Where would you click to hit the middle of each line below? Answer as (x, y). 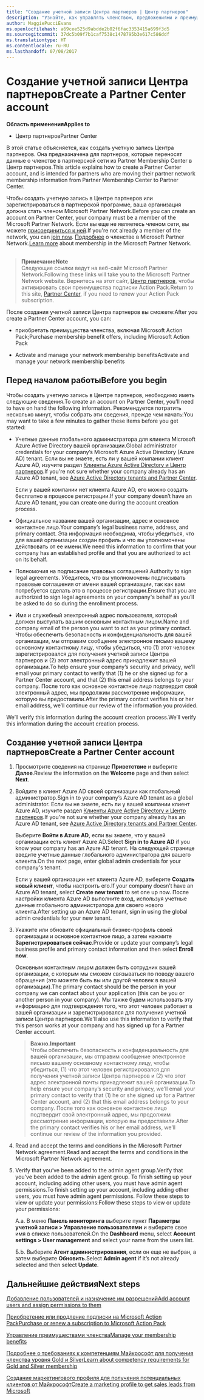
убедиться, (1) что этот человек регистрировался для (100, 1070)
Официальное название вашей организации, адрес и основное (97, 520)
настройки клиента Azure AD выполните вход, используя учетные (101, 899)
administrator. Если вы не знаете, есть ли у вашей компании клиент (102, 804)
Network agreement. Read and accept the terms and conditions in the (101, 1152)
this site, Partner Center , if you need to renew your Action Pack (100, 294)
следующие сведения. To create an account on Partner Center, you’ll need (100, 401)
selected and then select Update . (57, 1265)
